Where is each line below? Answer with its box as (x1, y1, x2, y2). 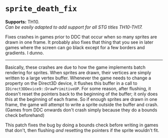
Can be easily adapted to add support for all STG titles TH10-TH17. (5, 24, 143, 30)
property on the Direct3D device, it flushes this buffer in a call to (5, 80, 137, 86)
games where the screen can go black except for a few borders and (5, 44, 145, 50)
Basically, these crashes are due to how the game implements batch (5, 64, 146, 70)
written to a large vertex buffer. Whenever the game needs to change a (5, 75, 151, 81)
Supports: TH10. (5, 19, 40, 25)
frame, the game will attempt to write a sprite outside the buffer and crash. (5, 101, 158, 107)
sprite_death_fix (5, 4, 77, 14)
